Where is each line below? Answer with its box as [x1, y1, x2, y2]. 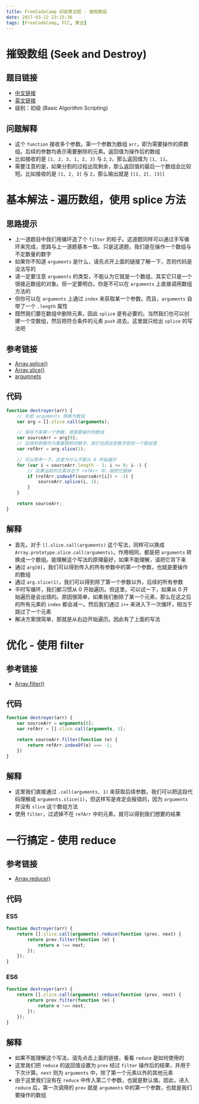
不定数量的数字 [14, 250, 52, 258]
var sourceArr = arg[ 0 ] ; [17, 435, 78, 441]
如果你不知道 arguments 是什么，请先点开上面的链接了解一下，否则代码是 [14, 258, 192, 265]
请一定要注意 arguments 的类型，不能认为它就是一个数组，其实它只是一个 [14, 273, 192, 280]
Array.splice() [14, 360, 49, 367]
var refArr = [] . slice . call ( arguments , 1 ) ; [17, 726, 126, 732]
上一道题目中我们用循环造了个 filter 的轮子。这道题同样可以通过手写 [14, 236, 185, 243]
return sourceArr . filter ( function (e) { [17, 737, 118, 743]
